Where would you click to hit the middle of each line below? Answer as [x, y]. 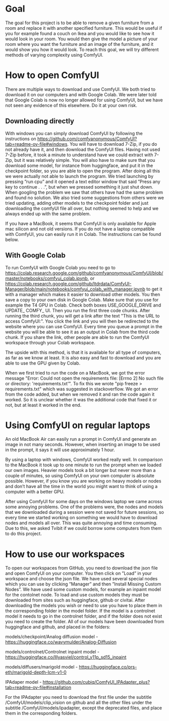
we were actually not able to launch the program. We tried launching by [79, 176]
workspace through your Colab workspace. [50, 342]
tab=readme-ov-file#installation [38, 687]
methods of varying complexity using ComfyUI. [54, 55]
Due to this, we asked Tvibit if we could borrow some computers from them [83, 528]
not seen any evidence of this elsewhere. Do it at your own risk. [71, 105]
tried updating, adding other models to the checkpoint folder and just [77, 203]
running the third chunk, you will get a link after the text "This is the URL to [82, 316]
